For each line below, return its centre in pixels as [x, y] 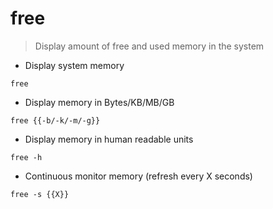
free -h [26, 157]
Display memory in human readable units [109, 139]
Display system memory [74, 65]
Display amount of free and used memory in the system [149, 46]
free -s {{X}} [40, 194]
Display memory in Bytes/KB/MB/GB [99, 102]
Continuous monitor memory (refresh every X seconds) [138, 176]
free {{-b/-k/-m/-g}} [55, 120]
